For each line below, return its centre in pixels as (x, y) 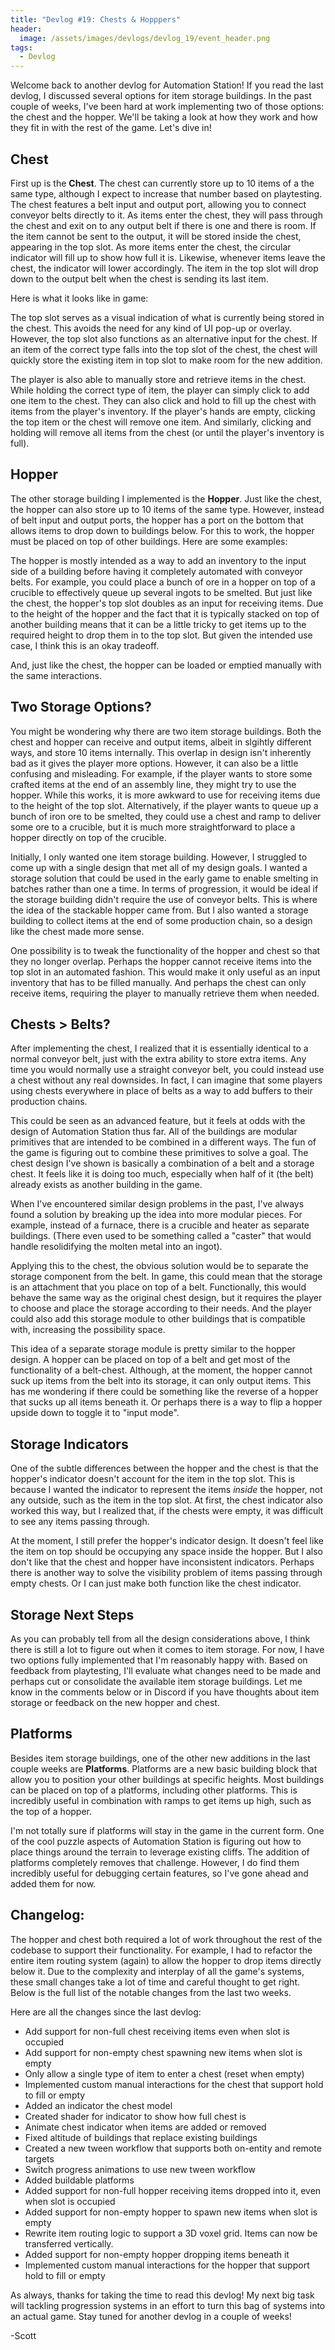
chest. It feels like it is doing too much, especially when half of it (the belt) (162, 1174)
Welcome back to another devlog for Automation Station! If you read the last (167, 85)
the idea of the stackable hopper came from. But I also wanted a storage (159, 910)
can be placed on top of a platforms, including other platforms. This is (154, 1790)
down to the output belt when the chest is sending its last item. (139, 278)
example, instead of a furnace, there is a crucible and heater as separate (160, 1225)
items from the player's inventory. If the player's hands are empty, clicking (163, 411)
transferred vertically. (69, 2243)
